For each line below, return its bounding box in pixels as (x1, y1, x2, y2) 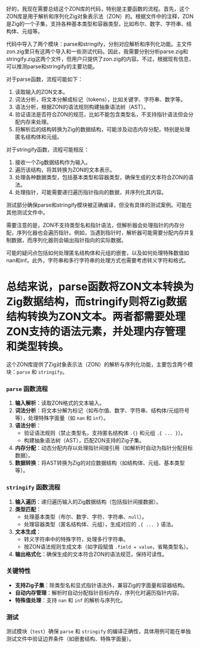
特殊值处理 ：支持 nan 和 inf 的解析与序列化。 (14, 596, 127, 604)
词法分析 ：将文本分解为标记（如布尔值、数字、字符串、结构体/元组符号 (14, 407, 190, 414)
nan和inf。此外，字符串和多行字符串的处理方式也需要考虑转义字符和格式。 (6, 257, 189, 264)
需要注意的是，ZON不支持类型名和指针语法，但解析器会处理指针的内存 (6, 222, 180, 229)
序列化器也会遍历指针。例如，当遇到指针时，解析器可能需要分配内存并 (16, 229, 189, 236)
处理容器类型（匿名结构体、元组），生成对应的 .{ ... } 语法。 (23, 520, 177, 528)
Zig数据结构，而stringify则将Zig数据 (6, 295, 187, 308)
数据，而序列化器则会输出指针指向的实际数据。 (11, 237, 127, 244)
